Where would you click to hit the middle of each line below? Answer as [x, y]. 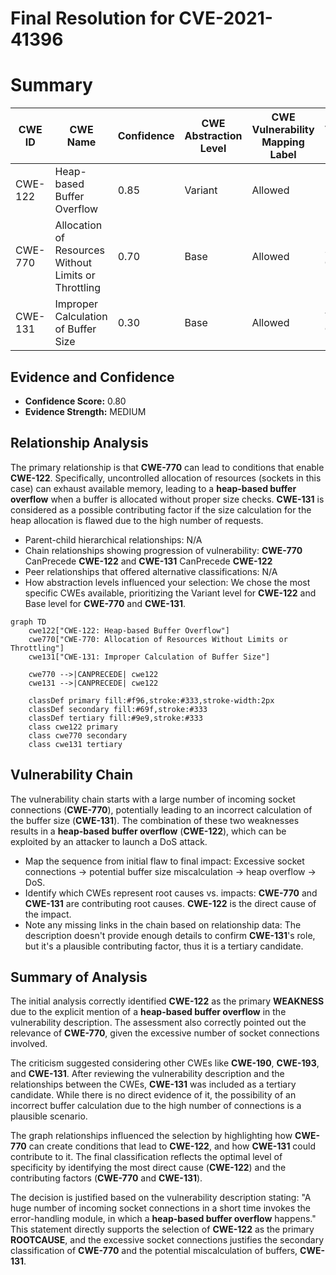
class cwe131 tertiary [75, 744]
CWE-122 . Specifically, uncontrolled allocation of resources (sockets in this [166, 478]
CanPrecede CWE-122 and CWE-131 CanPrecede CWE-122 [148, 561]
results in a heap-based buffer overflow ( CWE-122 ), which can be [148, 831]
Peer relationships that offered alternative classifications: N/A [151, 571]
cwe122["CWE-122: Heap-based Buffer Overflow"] [129, 630]
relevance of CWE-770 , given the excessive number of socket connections [165, 1033]
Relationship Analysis [79, 443]
